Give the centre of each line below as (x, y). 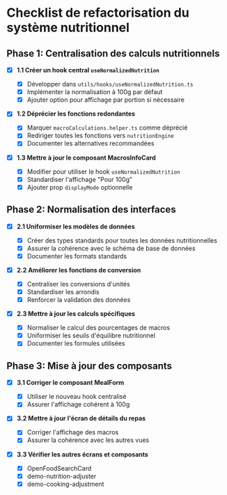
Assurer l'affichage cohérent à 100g (78, 404)
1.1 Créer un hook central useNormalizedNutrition (88, 70)
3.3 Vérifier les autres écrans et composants (83, 454)
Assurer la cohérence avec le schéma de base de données (111, 248)
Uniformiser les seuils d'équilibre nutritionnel (91, 335)
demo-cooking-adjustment (65, 484)
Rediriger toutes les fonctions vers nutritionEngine (101, 136)
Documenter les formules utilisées (76, 344)
